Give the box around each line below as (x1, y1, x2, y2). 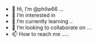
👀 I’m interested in (11, 12, 56, 19)
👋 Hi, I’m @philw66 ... (11, 6, 64, 12)
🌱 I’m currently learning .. (11, 18, 73, 24)
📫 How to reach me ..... (11, 31, 69, 37)
